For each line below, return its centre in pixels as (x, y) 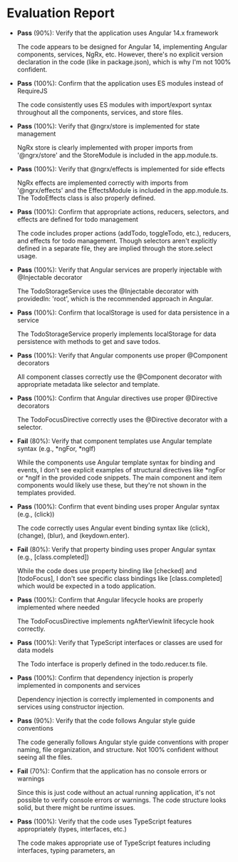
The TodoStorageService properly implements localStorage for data (117, 334)
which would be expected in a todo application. (86, 586)
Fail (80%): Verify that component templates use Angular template (114, 441)
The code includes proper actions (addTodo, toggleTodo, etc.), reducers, (124, 233)
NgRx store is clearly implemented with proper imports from (105, 147)
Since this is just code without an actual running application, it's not (116, 792)
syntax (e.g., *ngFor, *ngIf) (56, 448)
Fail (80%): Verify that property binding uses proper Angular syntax (116, 549)
